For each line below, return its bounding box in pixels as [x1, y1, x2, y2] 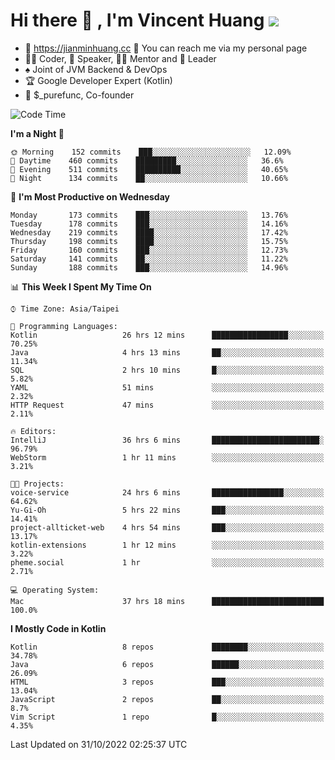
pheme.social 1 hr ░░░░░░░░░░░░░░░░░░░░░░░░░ [10, 557, 325, 568]
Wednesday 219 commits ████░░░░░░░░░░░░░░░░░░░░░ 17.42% [10, 227, 288, 238]
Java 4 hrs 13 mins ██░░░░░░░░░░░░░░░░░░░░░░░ [10, 347, 325, 358]
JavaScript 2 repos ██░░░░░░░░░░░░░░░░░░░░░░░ [10, 694, 325, 704]
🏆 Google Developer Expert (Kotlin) [24, 74, 173, 86]
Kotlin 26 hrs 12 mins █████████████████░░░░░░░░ [10, 330, 325, 340]
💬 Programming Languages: [10, 321, 118, 331]
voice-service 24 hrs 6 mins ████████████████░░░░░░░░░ [10, 487, 325, 498]
